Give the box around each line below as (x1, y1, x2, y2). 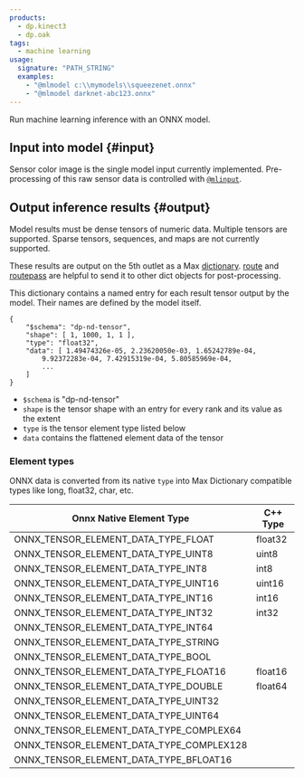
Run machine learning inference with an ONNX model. (9, 114, 211, 125)
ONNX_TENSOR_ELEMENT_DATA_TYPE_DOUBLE (14, 680, 223, 693)
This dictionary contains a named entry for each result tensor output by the (9, 288, 290, 299)
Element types (9, 455, 75, 468)
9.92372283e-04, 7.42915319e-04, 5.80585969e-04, (42, 355, 233, 364)
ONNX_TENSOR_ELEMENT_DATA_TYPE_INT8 (14, 563, 208, 575)
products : (9, 13, 47, 23)
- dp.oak (17, 30, 51, 39)
